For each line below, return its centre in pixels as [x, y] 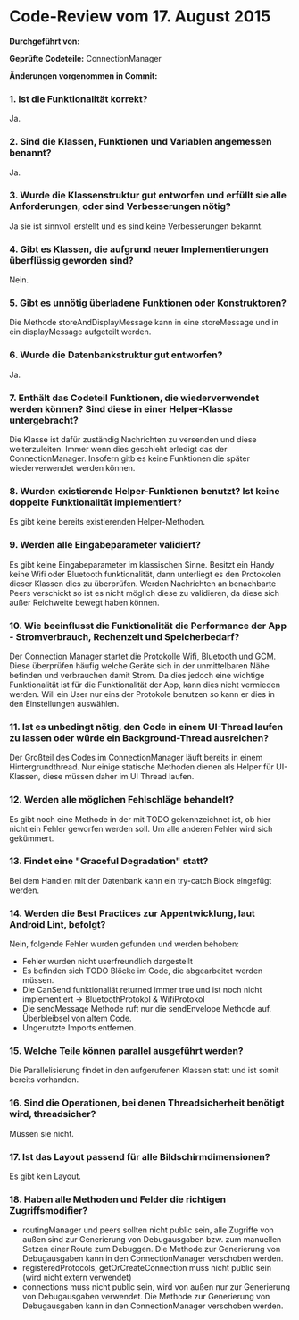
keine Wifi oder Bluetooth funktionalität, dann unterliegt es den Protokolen [145, 574]
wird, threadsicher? [53, 1114]
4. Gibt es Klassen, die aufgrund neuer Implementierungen [139, 249]
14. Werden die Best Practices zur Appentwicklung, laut [133, 913]
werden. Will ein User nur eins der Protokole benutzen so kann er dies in [142, 694]
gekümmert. [32, 838]
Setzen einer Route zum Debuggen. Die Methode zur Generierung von [151, 1249]
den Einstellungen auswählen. [64, 703]
